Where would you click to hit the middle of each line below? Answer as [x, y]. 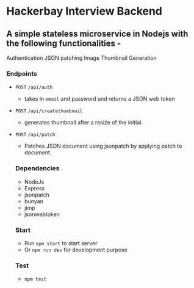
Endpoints [22, 73]
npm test [35, 279]
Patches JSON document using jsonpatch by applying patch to [103, 146]
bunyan [34, 201]
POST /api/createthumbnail [49, 111]
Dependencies [37, 168]
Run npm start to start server [61, 243]
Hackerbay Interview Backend [84, 11]
